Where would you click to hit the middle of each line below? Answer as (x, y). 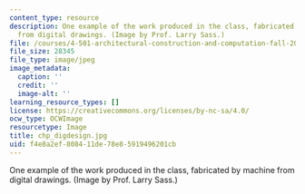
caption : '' (40, 77)
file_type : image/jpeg (52, 60)
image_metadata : (40, 69)
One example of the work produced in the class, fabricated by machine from (152, 170)
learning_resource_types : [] (64, 102)
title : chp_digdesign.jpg (58, 136)
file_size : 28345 (42, 52)
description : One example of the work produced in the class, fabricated (152, 26)
